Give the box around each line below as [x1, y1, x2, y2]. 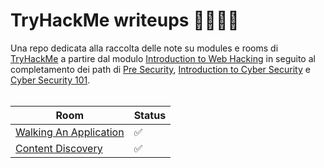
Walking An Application [15, 125, 125, 139]
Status [133, 108, 167, 122]
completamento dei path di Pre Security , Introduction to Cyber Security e [10, 63, 311, 75]
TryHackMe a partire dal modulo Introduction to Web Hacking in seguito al [10, 52, 316, 64]
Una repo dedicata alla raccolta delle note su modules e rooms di [10, 42, 279, 54]
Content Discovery [15, 141, 103, 155]
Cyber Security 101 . [10, 74, 91, 86]
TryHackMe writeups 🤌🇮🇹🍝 [10, 9, 240, 32]
